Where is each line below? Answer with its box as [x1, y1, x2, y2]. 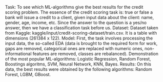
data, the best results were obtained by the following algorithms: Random [5, 66, 152, 72]
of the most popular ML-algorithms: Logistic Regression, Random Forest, [5, 56, 151, 61]
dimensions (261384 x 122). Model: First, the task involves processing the [5, 35, 153, 41]
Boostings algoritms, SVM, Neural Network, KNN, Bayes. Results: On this [5, 61, 151, 67]
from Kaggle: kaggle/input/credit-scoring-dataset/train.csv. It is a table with [5, 30, 157, 36]
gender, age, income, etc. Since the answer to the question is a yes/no [5, 20, 147, 25]
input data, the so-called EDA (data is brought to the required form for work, [5, 41, 158, 46]
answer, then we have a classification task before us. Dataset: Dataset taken [5, 25, 159, 31]
